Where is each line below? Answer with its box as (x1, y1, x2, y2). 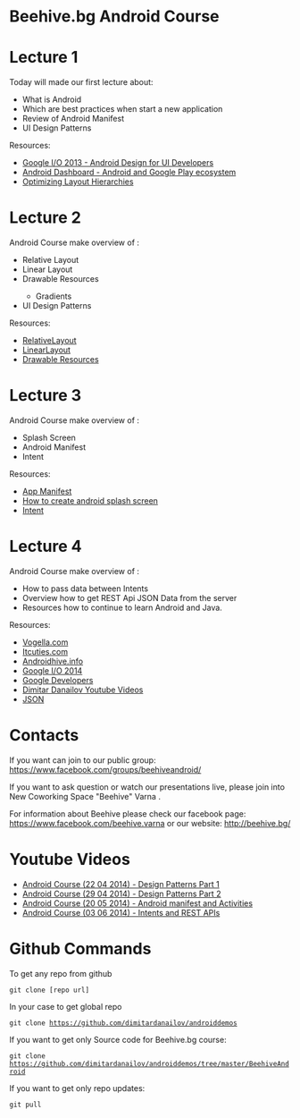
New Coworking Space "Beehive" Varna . (9, 791, 161, 801)
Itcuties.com (21, 646, 69, 656)
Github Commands (9, 939, 152, 959)
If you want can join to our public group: (9, 754, 156, 766)
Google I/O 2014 (21, 665, 83, 676)
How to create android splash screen (21, 495, 159, 506)
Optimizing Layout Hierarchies (21, 176, 134, 187)
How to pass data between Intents (21, 583, 149, 594)
